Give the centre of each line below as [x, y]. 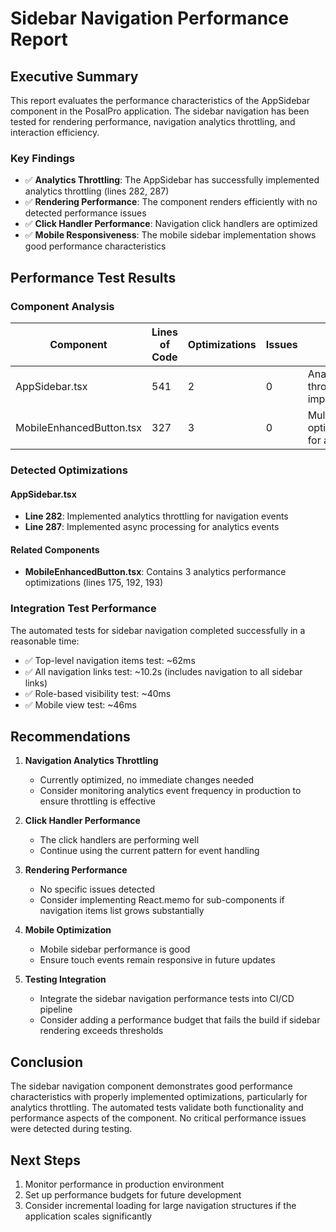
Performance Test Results [93, 277]
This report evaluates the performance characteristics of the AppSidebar [160, 100]
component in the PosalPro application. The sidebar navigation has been [160, 111]
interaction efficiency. [55, 132]
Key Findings [42, 158]
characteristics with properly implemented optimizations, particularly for [159, 1097]
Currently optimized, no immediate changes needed [147, 780]
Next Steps [45, 1160]
